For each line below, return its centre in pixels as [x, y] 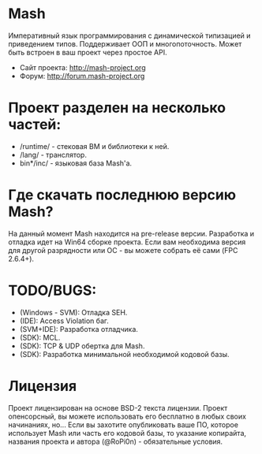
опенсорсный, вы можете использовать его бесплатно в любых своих [127, 416]
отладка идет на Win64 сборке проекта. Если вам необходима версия [127, 242]
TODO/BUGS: [52, 290]
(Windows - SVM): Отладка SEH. [73, 312]
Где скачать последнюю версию [122, 195]
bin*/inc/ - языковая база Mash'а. [76, 163]
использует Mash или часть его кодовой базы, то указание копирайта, [127, 433]
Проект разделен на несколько [117, 108]
